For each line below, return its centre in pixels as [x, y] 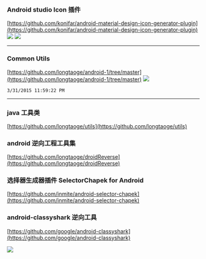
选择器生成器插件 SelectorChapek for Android [75, 180]
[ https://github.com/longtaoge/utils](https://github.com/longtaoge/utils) [97, 126]
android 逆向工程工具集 [41, 143]
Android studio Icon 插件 [44, 9]
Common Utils [29, 59]
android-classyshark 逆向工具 [52, 217]
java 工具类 [24, 112]
